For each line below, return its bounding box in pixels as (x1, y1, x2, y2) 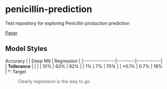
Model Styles (5, 44, 48, 53)
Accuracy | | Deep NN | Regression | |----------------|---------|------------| (5, 58, 162, 64)
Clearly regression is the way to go (17, 78, 90, 84)
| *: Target (5, 68, 26, 74)
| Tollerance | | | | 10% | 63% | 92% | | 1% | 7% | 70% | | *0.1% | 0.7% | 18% (5, 63, 162, 69)
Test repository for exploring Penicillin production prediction (5, 20, 130, 26)
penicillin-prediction (5, 4, 92, 15)
